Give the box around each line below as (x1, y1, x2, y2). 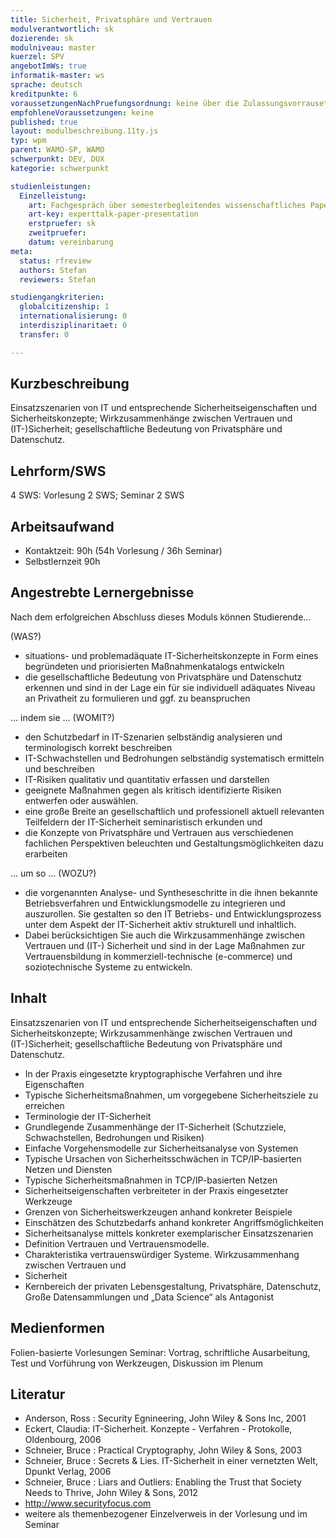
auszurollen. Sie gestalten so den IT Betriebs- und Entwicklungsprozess (24, 907, 322, 920)
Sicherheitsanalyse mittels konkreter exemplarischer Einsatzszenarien (24, 1227, 314, 1239)
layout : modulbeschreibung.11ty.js (10, 126, 159, 136)
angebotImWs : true (10, 61, 87, 71)
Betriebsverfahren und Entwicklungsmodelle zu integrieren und (24, 897, 286, 909)
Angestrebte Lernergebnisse (10, 584, 195, 601)
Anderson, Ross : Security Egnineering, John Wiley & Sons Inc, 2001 (24, 1412, 307, 1425)
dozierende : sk (10, 33, 74, 43)
